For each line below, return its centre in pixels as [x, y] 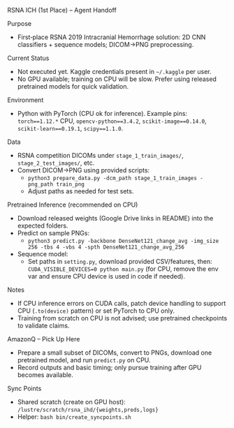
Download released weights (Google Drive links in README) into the [115, 218]
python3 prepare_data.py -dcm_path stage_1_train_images [112, 178]
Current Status [28, 58]
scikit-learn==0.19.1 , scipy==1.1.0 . [70, 128]
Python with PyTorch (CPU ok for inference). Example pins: [102, 113]
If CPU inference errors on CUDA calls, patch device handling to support [122, 303]
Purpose [20, 23]
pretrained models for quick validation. [73, 86]
